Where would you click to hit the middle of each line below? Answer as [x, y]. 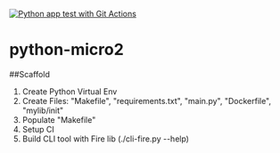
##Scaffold [30, 74]
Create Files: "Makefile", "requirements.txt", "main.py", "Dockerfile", [147, 101]
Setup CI [38, 129]
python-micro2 [67, 50]
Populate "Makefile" [59, 119]
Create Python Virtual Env [70, 91]
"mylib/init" [43, 110]
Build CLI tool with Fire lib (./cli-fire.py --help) [106, 139]
